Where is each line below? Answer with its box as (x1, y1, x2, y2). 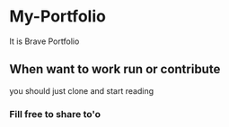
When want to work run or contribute (9, 62, 221, 77)
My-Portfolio (9, 6, 106, 27)
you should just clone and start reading (9, 85, 154, 96)
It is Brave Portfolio (9, 36, 80, 47)
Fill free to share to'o (9, 107, 101, 120)
